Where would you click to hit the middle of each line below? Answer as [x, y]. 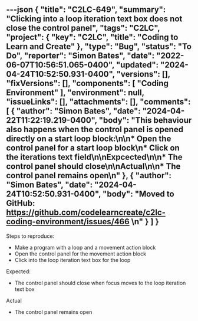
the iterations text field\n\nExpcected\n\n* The [94, 157]
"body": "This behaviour [145, 120]
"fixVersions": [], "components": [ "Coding [88, 83]
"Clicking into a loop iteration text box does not [94, 19]
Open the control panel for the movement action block [80, 254]
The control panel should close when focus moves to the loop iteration [100, 283]
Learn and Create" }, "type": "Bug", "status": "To [99, 47]
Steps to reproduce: [30, 236]
